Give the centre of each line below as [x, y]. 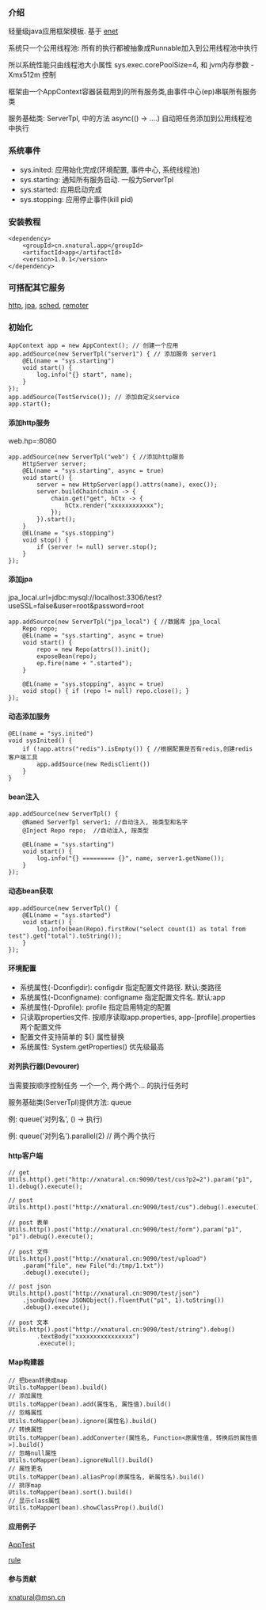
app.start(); [30, 404]
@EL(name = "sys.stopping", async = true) [93, 684]
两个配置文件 [40, 1026]
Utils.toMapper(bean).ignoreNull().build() [81, 1460]
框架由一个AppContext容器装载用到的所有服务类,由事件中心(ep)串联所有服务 [133, 92]
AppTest [22, 1544]
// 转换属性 [26, 1430]
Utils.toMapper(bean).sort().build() [70, 1493]
